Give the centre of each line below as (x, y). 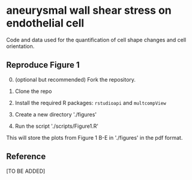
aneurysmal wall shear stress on (89, 10)
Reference (26, 157)
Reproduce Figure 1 (43, 65)
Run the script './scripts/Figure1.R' (57, 126)
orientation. (20, 46)
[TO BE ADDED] (26, 171)
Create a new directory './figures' (56, 114)
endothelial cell (45, 23)
